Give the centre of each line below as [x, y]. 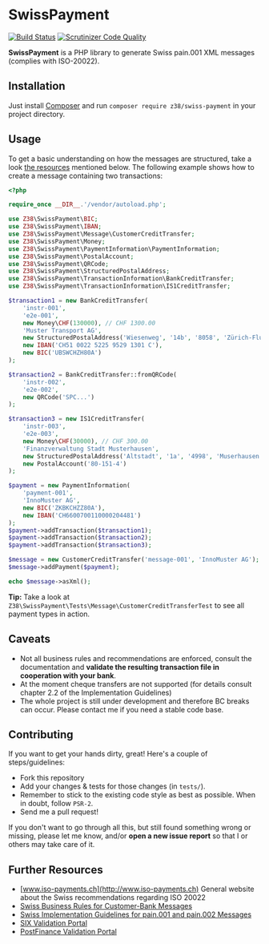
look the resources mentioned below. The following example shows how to [131, 167]
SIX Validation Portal [54, 923]
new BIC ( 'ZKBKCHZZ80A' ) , [64, 508]
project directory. [37, 114]
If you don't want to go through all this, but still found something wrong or [130, 828]
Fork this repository [52, 778]
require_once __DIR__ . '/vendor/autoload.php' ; [87, 205]
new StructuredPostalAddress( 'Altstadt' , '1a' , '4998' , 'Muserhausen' [143, 456]
